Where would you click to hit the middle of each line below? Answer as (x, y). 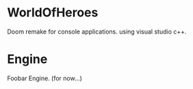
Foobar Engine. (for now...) (44, 78)
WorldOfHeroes (53, 13)
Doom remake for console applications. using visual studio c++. (97, 31)
